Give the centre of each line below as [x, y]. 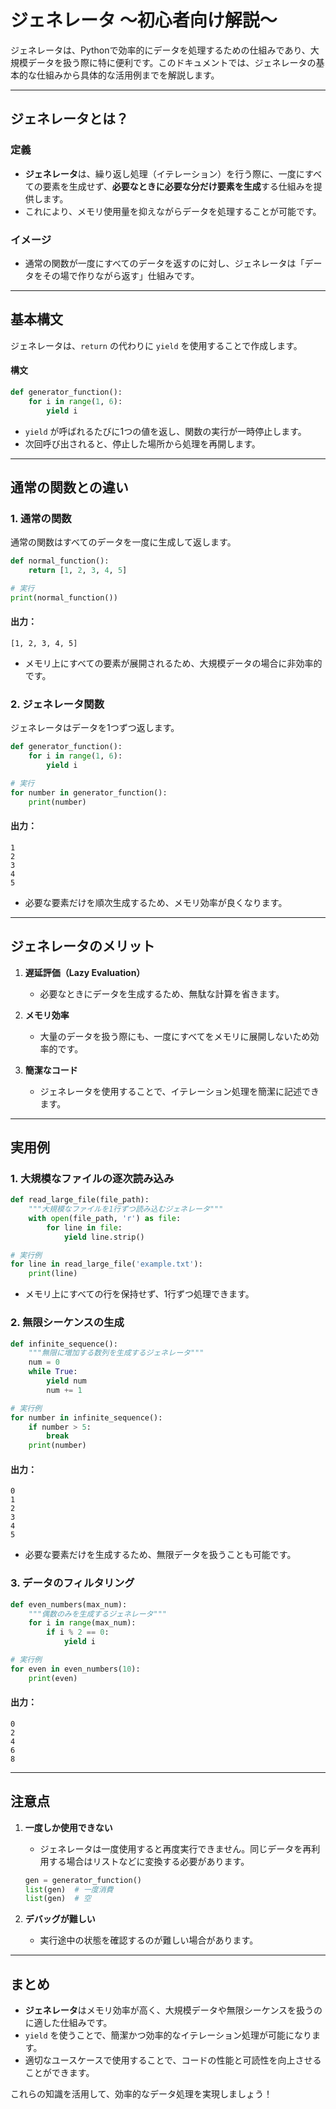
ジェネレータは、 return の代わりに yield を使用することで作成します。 [156, 345]
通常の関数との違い [69, 487]
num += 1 [64, 1390]
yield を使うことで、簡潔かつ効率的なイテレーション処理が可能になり [168, 2035]
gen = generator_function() [83, 1880]
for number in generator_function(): [89, 792]
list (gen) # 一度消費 [69, 1889]
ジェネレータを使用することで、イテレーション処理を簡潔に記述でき [179, 1091]
